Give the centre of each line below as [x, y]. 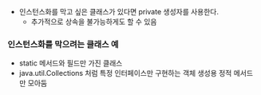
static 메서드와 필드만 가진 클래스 [71, 63]
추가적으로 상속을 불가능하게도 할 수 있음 [94, 22]
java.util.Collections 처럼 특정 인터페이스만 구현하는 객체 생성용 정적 [125, 73]
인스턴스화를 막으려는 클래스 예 [63, 44]
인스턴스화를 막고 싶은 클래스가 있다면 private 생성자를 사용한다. [119, 12]
